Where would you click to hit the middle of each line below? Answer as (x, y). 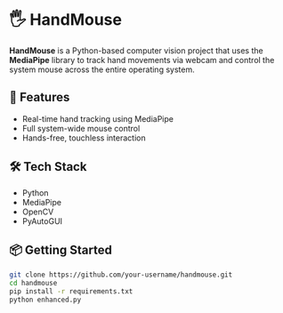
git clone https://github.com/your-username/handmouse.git (121, 275)
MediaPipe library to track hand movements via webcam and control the (142, 60)
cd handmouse (33, 284)
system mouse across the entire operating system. (102, 69)
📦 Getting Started (61, 249)
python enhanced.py (45, 300)
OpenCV (38, 212)
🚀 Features (40, 97)
